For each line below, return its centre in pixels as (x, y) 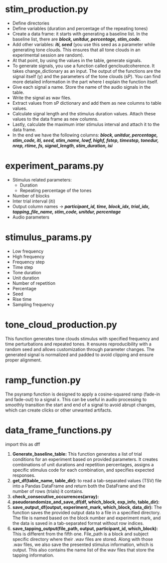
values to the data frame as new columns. (55, 119)
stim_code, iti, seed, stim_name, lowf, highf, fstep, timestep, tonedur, (85, 140)
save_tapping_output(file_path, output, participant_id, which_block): (85, 528)
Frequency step (28, 262)
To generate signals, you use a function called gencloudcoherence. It (83, 66)
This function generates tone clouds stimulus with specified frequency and (82, 338)
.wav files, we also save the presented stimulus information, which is (83, 544)
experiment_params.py (55, 166)
